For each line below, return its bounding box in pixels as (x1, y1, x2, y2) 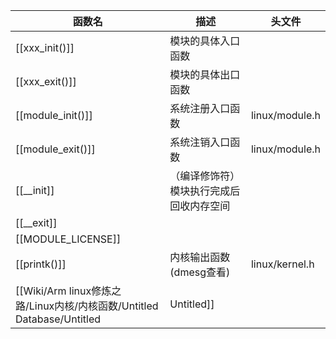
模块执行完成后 (169, 184, 241, 198)
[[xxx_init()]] (15, 41, 75, 54)
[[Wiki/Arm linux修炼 (15, 284, 112, 298)
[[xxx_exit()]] (15, 75, 77, 88)
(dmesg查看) (169, 265, 231, 279)
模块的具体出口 (169, 68, 241, 81)
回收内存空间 (169, 199, 231, 213)
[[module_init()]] (15, 109, 93, 122)
